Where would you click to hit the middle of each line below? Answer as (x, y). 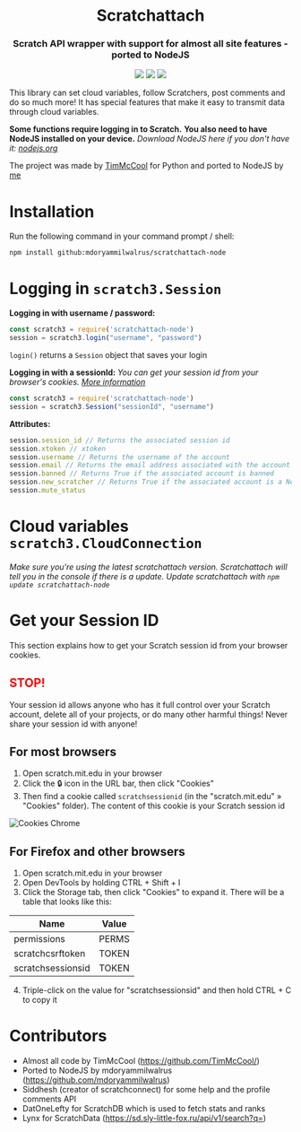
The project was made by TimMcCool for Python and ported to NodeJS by (146, 166)
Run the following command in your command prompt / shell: (122, 236)
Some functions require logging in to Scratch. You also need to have (138, 129)
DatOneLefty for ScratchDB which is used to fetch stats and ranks (144, 1109)
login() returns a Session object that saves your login (108, 355)
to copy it (40, 1000)
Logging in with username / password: (82, 313)
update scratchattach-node (60, 585)
